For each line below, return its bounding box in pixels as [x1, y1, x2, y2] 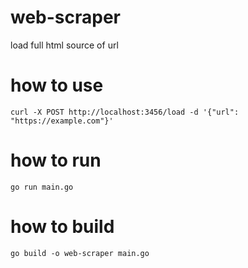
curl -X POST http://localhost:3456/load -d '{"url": [10, 107, 240, 117]
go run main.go [10, 182, 74, 192]
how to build [10, 216, 115, 238]
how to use [10, 74, 104, 97]
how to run [10, 149, 102, 172]
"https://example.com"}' [10, 116, 114, 126]
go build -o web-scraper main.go [10, 248, 150, 258]
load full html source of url [10, 39, 119, 51]
